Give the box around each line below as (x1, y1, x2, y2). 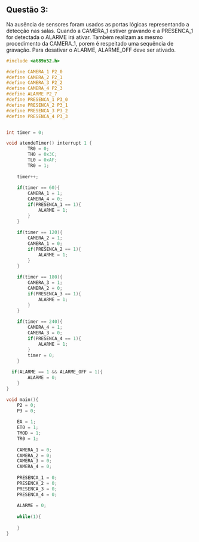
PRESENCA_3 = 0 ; (17, 486, 58, 492)
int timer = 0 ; (6, 129, 44, 136)
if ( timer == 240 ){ (17, 319, 63, 325)
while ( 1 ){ (17, 514, 42, 520)
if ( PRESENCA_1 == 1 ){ (27, 202, 82, 208)
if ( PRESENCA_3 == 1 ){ (27, 291, 82, 297)
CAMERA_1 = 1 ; (27, 190, 63, 197)
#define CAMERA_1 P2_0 (6, 68, 63, 74)
